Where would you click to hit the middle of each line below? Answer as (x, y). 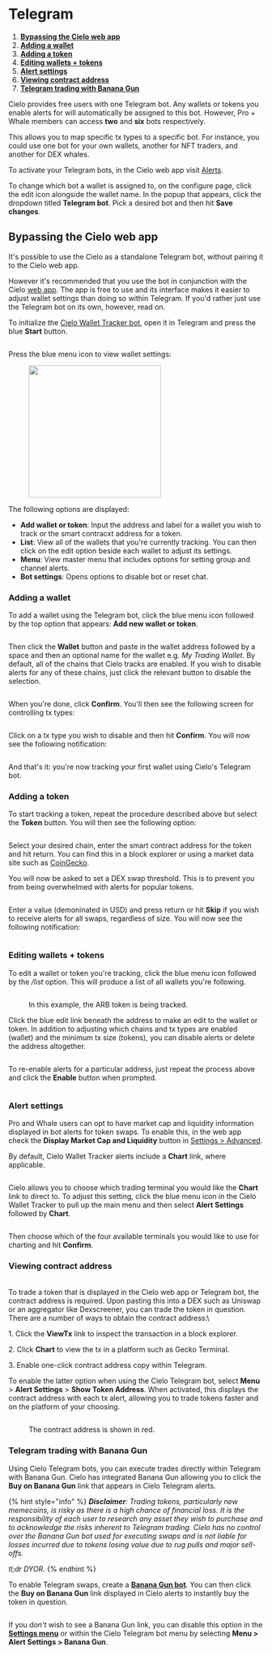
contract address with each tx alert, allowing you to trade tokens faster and (134, 1398)
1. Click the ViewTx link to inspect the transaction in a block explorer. (123, 1334)
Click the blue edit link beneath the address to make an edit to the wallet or (133, 1020)
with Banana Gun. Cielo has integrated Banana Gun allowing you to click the (135, 1477)
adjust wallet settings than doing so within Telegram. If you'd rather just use (135, 298)
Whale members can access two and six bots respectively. (107, 121)
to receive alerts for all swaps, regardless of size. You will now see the (125, 918)
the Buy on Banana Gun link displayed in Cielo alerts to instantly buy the (129, 1593)
